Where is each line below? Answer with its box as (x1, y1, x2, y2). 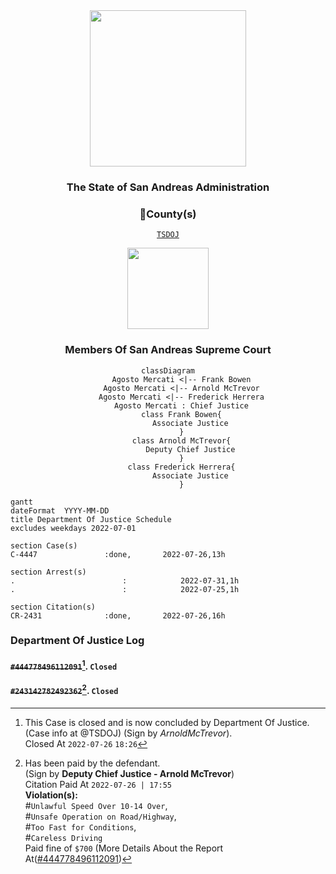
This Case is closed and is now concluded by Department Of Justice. (24, 716, 310, 728)
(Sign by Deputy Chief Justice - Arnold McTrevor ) (24, 767, 235, 779)
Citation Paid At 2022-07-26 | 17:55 (24, 778, 172, 790)
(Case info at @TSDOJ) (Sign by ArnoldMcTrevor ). (24, 727, 233, 739)
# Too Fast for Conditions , (24, 820, 137, 833)
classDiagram (141, 365, 195, 376)
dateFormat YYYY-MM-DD (10, 505, 110, 516)
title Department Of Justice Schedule (10, 514, 172, 524)
